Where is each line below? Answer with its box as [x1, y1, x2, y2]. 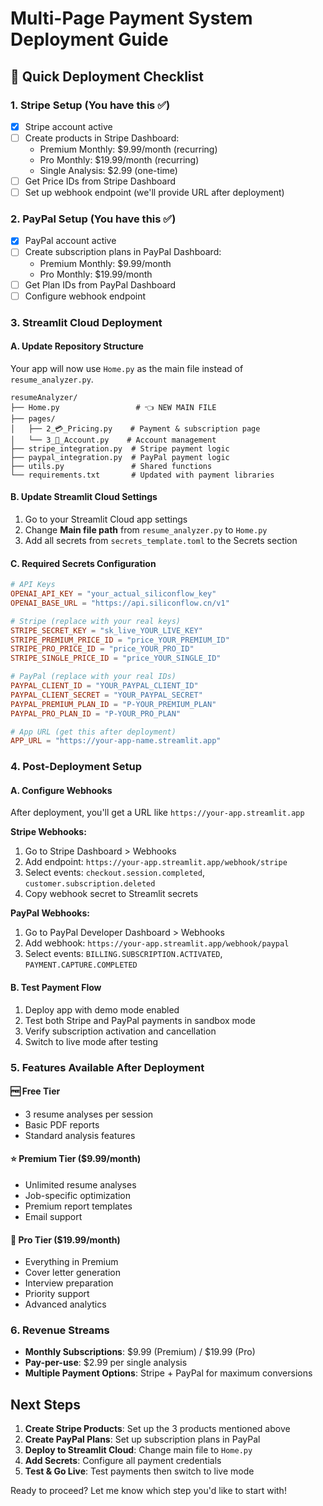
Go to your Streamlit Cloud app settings [24, 513, 188, 525]
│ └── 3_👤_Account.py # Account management [10, 435, 217, 445]
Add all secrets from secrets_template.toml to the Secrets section [24, 535, 298, 546]
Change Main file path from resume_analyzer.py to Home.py [24, 524, 268, 536]
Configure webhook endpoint [24, 290, 147, 302]
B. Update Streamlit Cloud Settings [10, 491, 158, 503]
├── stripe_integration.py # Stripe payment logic [10, 443, 230, 454]
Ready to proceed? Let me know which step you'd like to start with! [10, 1485, 287, 1497]
